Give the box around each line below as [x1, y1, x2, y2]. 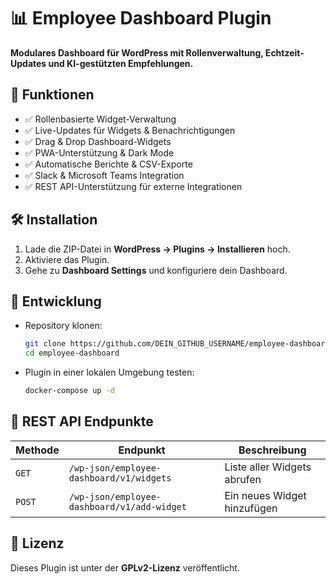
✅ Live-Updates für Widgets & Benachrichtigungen [24, 124, 236, 136]
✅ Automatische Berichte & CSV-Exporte [24, 158, 193, 170]
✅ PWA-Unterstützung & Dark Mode [24, 146, 175, 159]
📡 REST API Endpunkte [10, 413, 154, 430]
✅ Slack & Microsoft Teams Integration [24, 169, 185, 181]
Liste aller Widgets [224, 460, 312, 474]
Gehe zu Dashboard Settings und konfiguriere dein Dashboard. [24, 264, 288, 276]
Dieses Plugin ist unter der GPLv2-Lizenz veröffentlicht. [10, 561, 240, 574]
